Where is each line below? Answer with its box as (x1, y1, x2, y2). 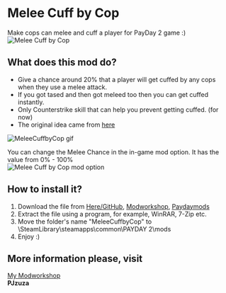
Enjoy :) (17, 232, 40, 241)
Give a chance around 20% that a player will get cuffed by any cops (17, 75, 216, 84)
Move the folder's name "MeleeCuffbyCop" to (17, 217, 152, 226)
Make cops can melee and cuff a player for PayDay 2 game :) (7, 28, 186, 37)
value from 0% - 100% (7, 155, 74, 163)
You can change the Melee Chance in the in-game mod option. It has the (7, 147, 220, 156)
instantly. (17, 98, 45, 106)
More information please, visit (7, 253, 143, 265)
